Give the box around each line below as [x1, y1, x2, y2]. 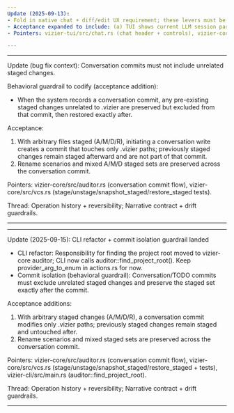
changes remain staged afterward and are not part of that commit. [17, 153, 208, 161]
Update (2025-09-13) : [7, 10, 70, 17]
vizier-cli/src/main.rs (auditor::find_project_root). [7, 371, 147, 380]
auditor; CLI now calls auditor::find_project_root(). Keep [32, 256, 192, 265]
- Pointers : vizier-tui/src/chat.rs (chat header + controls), [7, 29, 195, 37]
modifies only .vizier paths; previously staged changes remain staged [17, 320, 217, 329]
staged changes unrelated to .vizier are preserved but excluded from [17, 103, 215, 111]
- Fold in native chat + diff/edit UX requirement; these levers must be [7, 17, 226, 24]
